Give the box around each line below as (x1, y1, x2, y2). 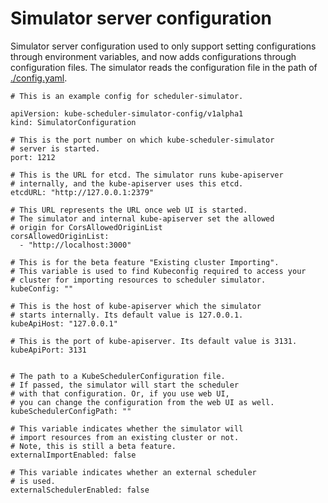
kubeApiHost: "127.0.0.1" (10, 318, 118, 329)
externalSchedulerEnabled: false (10, 485, 150, 495)
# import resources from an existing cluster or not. (10, 432, 240, 442)
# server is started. (10, 143, 101, 154)
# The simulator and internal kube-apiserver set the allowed (10, 213, 275, 224)
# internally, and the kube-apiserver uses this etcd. (10, 178, 244, 189)
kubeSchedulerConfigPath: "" (10, 406, 132, 416)
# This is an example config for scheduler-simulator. (10, 91, 244, 101)
